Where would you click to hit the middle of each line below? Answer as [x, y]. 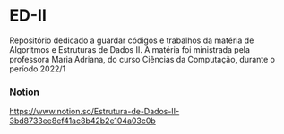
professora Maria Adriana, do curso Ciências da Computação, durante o [142, 59]
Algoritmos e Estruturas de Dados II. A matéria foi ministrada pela [130, 49]
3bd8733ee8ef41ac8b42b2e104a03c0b [83, 121]
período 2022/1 [38, 69]
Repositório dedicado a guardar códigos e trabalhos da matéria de [132, 40]
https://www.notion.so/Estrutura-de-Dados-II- [95, 112]
